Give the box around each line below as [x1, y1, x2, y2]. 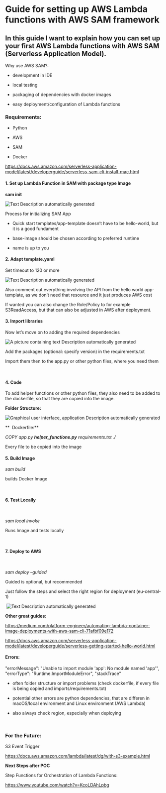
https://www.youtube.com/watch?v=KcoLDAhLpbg [5, 782, 109, 788]
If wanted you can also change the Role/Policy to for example [5, 301, 131, 307]
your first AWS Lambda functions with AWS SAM [5, 41, 160, 50]
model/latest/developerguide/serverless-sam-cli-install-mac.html [5, 169, 139, 175]
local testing [12, 82, 38, 88]
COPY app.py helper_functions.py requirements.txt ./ [5, 434, 116, 440]
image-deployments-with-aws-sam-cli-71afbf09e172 [5, 628, 114, 634]
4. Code [5, 379, 22, 385]
